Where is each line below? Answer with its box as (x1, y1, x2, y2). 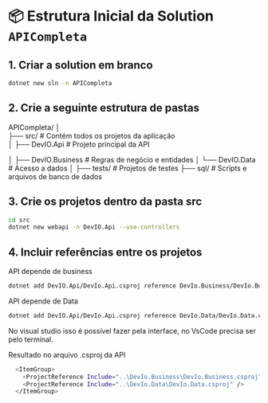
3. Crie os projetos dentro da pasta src (8, 195, 203, 209)
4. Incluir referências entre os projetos (8, 245, 203, 259)
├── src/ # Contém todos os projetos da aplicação (8, 131, 175, 140)
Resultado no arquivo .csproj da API (8, 350, 126, 359)
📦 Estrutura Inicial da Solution (8, 7, 214, 25)
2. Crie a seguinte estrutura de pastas (8, 101, 200, 115)
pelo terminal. (8, 335, 53, 344)
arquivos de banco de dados (8, 171, 102, 181)
